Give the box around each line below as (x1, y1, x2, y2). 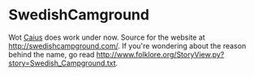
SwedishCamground (8, 6, 150, 24)
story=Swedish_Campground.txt (8, 58, 116, 68)
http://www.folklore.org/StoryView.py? (96, 49, 225, 59)
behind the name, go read (8, 49, 95, 59)
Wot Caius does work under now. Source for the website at (8, 32, 205, 42)
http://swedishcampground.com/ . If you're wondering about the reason (8, 40, 247, 50)
